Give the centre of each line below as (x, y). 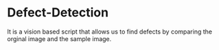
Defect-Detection (58, 13)
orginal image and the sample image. (59, 38)
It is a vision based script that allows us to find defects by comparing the (110, 32)
